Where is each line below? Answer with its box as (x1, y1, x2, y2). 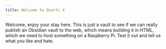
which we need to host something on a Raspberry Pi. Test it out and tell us (5, 32, 161, 38)
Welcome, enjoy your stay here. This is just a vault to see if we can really (5, 21, 158, 28)
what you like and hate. (5, 38, 54, 44)
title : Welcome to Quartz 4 (5, 7, 65, 13)
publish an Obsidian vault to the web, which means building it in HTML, (5, 27, 154, 33)
